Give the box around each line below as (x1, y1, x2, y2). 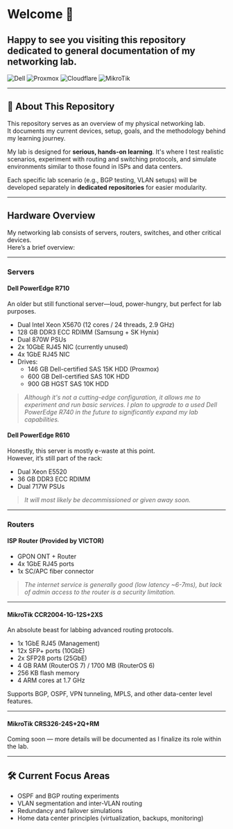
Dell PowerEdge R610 (7, 431, 71, 440)
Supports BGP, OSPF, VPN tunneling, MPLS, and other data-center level (7, 690, 213, 698)
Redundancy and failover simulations (17, 807, 123, 815)
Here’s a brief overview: (7, 243, 75, 251)
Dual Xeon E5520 (17, 467, 67, 476)
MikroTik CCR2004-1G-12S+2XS (7, 610, 103, 618)
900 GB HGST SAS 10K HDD (27, 379, 110, 388)
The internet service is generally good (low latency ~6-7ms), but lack (24, 581, 223, 589)
